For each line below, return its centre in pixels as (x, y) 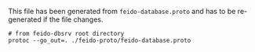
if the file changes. (73, 19)
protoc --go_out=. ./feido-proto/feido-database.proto (100, 40)
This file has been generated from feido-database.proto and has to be (122, 11)
